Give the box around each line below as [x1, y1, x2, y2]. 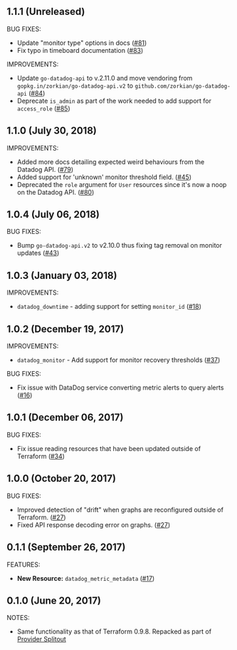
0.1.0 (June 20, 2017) [6, 594, 101, 606]
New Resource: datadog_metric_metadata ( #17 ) [16, 574, 155, 582]
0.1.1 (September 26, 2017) [6, 542, 126, 554]
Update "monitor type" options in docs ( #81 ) [16, 39, 147, 47]
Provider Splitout [16, 635, 67, 644]
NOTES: [6, 614, 30, 622]
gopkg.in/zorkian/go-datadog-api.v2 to [16, 81, 133, 90]
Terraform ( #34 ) [16, 452, 65, 460]
